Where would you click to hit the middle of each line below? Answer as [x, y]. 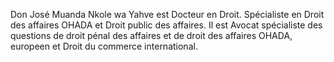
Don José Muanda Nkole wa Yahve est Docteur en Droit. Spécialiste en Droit [167, 14]
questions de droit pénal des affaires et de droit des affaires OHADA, [151, 35]
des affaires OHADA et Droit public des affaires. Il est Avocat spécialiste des [166, 25]
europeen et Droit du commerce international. [104, 46]
